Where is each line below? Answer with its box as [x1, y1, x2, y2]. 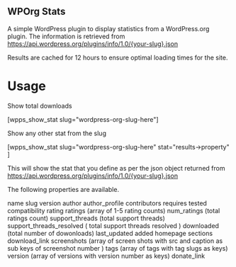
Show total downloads [7, 101, 72, 110]
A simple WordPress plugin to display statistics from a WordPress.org [7, 24, 210, 33]
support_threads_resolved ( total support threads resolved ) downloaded [7, 221, 220, 229]
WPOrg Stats [7, 6, 66, 18]
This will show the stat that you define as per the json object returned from [7, 164, 225, 172]
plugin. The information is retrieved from [7, 32, 125, 40]
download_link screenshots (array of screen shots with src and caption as [7, 237, 223, 245]
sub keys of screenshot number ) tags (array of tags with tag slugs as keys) [7, 244, 228, 252]
